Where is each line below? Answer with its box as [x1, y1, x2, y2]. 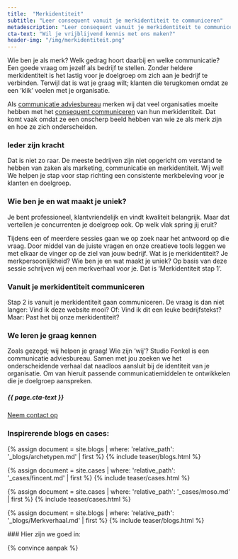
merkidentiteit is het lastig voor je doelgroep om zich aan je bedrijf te [7, 72, 208, 80]
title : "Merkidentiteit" [7, 10, 84, 18]
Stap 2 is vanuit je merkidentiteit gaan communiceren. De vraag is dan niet [7, 298, 225, 307]
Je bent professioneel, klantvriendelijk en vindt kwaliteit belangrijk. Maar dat [7, 213, 230, 221]
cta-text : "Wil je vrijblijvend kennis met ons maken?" [7, 30, 176, 38]
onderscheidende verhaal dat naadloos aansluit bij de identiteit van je [7, 362, 210, 371]
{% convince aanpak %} [7, 543, 79, 552]
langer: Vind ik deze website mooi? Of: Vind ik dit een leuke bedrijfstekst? [7, 305, 222, 314]
